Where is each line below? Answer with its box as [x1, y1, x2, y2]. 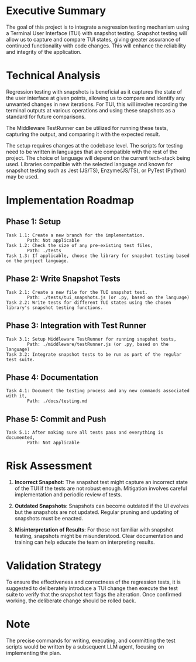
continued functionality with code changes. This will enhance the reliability [6, 42, 186, 49]
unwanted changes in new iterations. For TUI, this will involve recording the [6, 101, 187, 108]
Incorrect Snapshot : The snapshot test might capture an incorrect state [14, 479, 188, 486]
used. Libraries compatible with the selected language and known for [6, 160, 173, 167]
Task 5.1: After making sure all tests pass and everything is [6, 430, 164, 435]
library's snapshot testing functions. [6, 304, 104, 311]
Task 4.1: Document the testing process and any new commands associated [6, 388, 190, 394]
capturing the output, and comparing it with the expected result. [6, 131, 161, 138]
